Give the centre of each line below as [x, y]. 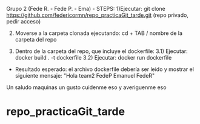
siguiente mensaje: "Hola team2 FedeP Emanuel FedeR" [85, 76]
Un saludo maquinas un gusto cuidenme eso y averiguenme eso [86, 87]
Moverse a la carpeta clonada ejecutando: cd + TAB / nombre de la [99, 33]
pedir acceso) [24, 21]
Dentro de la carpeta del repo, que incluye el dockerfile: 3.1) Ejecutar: [101, 51]
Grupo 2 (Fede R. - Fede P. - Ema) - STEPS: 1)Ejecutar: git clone [86, 9]
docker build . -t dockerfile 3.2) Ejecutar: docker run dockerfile [93, 57]
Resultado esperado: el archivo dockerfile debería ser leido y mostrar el [104, 69]
